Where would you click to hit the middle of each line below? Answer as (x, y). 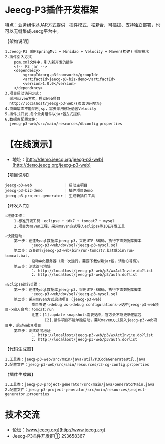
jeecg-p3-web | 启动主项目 (46, 185)
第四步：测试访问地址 (32, 331)
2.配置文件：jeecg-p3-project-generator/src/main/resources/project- (76, 390)
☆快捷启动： (16, 236)
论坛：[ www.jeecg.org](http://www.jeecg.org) (59, 430)
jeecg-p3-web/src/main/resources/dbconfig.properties (66, 124)
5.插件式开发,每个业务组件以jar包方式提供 (43, 114)
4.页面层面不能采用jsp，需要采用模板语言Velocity (51, 109)
